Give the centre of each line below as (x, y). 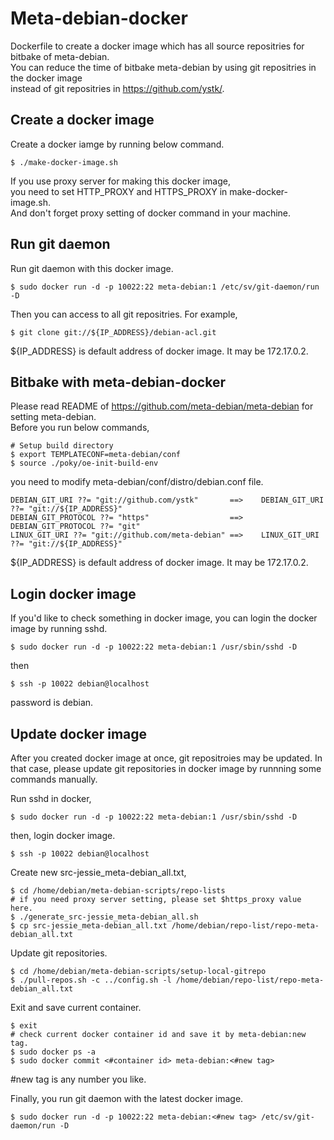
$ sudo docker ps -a (53, 1052)
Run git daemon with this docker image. (92, 268)
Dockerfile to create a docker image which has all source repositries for (157, 46)
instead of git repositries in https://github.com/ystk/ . (117, 88)
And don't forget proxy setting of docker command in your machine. (151, 213)
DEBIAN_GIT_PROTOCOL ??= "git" (75, 527)
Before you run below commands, (80, 428)
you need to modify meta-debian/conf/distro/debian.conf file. (137, 482)
